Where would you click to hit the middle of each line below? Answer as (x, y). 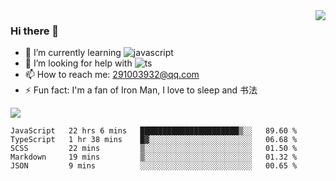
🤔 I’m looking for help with (78, 63)
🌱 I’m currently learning (73, 53)
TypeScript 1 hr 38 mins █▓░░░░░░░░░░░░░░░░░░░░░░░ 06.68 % (154, 140)
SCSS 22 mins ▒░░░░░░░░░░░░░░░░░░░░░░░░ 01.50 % (154, 149)
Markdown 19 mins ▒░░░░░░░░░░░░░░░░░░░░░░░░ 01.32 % (154, 157)
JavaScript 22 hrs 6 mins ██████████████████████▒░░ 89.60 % (154, 131)
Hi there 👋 (35, 31)
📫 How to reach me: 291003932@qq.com (112, 75)
